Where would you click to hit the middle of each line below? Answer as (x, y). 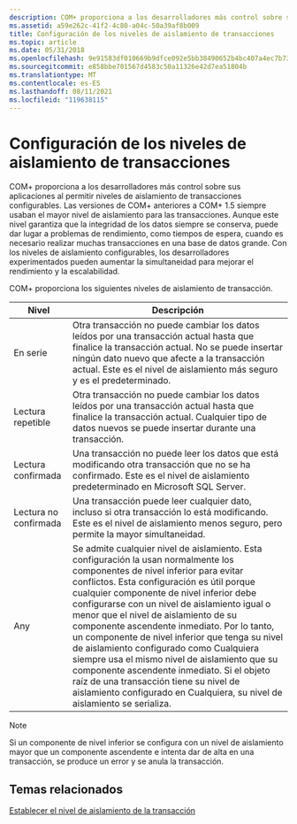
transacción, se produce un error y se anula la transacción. (116, 761)
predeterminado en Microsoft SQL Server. (159, 487)
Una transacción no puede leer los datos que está (175, 454)
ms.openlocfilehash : (47, 58)
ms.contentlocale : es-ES (55, 83)
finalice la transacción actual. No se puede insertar (178, 348)
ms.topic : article (43, 42)
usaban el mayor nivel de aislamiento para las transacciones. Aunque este (144, 215)
